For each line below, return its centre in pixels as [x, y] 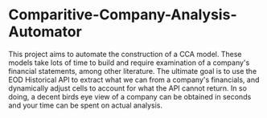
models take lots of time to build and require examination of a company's [129, 63]
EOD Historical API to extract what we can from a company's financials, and [134, 79]
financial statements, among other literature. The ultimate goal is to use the [133, 71]
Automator [45, 32]
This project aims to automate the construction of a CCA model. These [125, 54]
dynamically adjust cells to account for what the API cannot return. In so [128, 88]
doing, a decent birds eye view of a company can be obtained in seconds [130, 96]
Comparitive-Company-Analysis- [123, 15]
